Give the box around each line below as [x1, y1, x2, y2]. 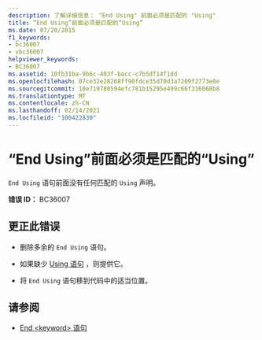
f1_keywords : [8, 33, 51, 42]
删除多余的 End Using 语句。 [19, 242, 112, 252]
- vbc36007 [8, 48, 44, 56]
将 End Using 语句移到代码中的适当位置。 [19, 275, 153, 285]
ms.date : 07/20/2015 [8, 26, 76, 34]
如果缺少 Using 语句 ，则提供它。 [19, 259, 127, 268]
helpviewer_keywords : [8, 56, 79, 64]
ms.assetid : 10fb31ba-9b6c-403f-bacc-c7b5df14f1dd [8, 70, 178, 78]
